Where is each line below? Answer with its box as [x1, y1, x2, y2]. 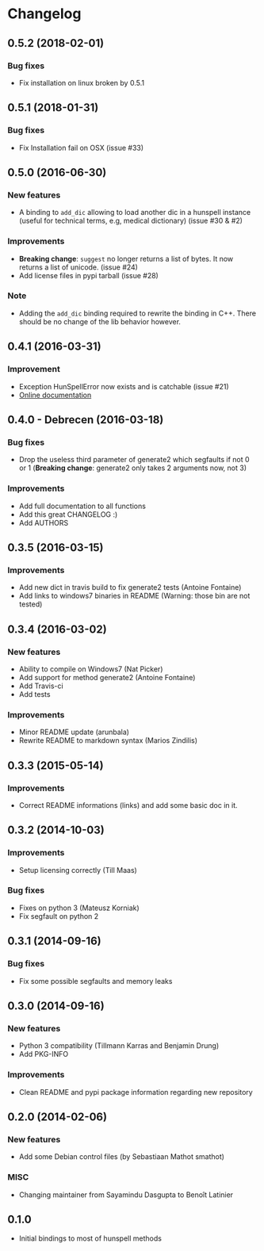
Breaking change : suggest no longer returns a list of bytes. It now [18, 254, 234, 263]
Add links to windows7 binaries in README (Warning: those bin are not [18, 591, 251, 601]
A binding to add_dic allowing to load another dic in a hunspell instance [18, 208, 251, 217]
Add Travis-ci [18, 681, 64, 691]
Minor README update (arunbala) [18, 727, 130, 737]
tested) [18, 599, 43, 609]
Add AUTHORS [18, 518, 69, 527]
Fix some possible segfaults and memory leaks [18, 976, 173, 985]
